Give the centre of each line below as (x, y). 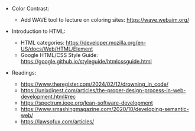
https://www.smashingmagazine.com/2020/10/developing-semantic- (105, 109)
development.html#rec (48, 97)
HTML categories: (43, 43)
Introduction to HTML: (39, 31)
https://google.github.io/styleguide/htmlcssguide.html (86, 61)
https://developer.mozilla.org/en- (106, 43)
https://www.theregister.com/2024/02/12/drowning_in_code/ (95, 84)
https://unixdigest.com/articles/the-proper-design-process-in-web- (103, 90)
